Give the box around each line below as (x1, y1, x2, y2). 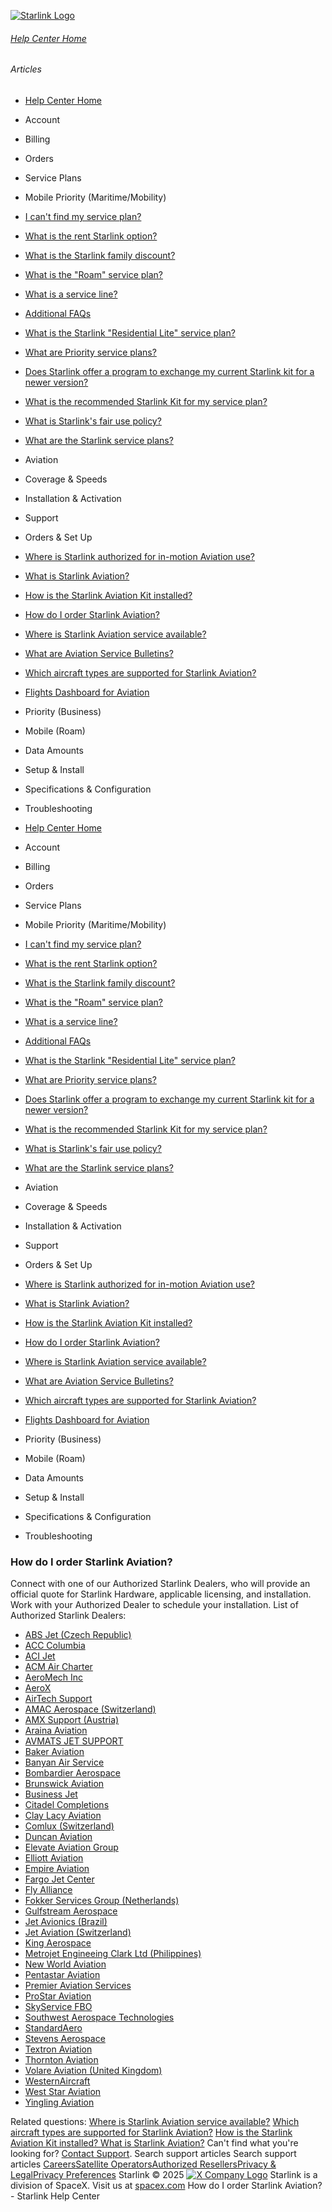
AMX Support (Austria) (24, 1714, 120, 1726)
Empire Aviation (24, 1863, 90, 1875)
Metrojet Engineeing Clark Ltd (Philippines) (24, 1948, 202, 1960)
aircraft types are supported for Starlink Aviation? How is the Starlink (10, 2126, 293, 2139)
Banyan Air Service (24, 1756, 105, 1769)
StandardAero (24, 2022, 83, 2034)
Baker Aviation (24, 1746, 85, 1758)
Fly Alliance (24, 1884, 73, 1896)
